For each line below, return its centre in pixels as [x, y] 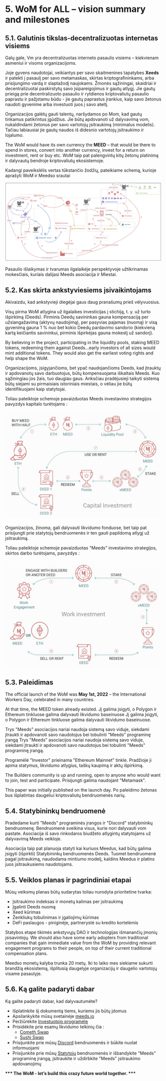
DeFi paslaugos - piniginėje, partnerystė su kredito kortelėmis [75, 922]
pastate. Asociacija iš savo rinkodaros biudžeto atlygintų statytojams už [78, 833]
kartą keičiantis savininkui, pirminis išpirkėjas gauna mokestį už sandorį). [79, 333]
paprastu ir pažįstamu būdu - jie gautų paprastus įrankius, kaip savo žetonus [83, 99]
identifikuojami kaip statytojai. [35, 389]
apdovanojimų [27, 1064]
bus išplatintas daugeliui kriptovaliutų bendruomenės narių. [65, 795]
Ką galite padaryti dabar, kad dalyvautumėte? [51, 1001]
